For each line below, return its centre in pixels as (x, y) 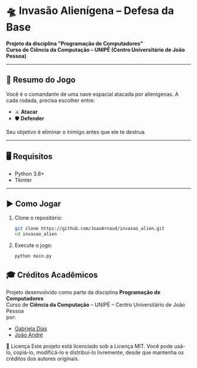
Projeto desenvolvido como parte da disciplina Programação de (83, 292)
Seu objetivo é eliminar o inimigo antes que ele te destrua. (76, 131)
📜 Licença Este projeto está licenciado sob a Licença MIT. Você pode (89, 346)
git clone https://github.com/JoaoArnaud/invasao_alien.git (89, 229)
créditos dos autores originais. (43, 359)
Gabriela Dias (31, 328)
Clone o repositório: (38, 218)
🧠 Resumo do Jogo (41, 80)
